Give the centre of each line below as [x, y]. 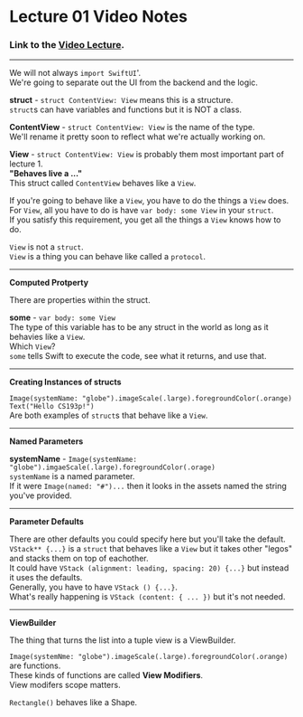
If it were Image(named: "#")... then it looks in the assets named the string [148, 486]
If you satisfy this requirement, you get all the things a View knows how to [145, 220]
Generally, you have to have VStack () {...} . [93, 587]
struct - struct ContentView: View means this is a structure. [121, 100]
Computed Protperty [49, 283]
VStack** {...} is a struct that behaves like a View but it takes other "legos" [151, 549]
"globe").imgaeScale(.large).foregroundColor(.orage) [113, 467]
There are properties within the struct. [80, 300]
